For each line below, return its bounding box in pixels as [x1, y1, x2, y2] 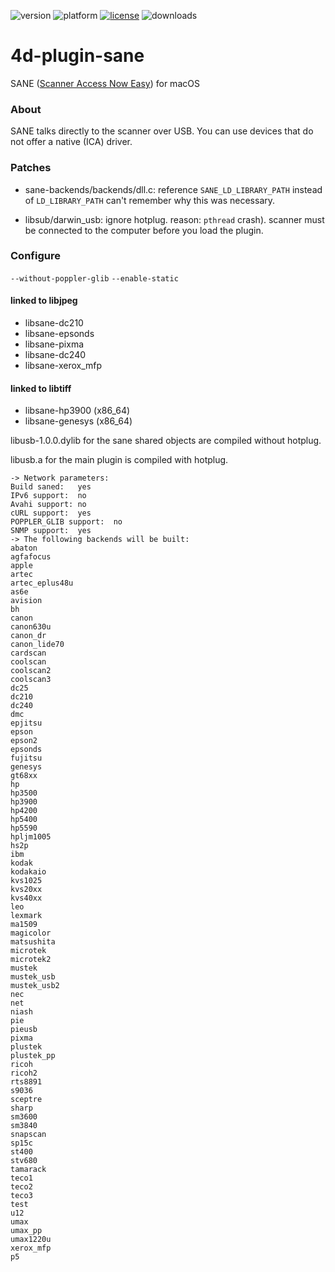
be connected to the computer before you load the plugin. [24, 224, 264, 236]
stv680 [10, 1156, 38, 1166]
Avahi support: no [10, 500, 87, 510]
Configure [10, 249, 61, 263]
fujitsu [10, 753, 43, 764]
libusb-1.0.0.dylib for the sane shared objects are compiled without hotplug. [10, 435, 322, 447]
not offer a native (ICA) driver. [10, 136, 133, 148]
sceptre [10, 1095, 43, 1105]
